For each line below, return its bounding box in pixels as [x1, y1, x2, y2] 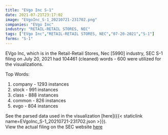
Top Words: [5, 71, 30, 77]
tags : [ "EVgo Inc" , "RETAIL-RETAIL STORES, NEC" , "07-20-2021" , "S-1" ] [5, 31, 155, 36]
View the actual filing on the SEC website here [5, 124, 103, 130]
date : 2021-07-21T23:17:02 [5, 12, 63, 17]
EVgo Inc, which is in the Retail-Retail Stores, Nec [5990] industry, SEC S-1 [5, 50, 163, 56]
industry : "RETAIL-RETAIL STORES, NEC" [5, 27, 91, 32]
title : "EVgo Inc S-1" [5, 7, 54, 13]
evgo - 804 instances [12, 103, 58, 109]
